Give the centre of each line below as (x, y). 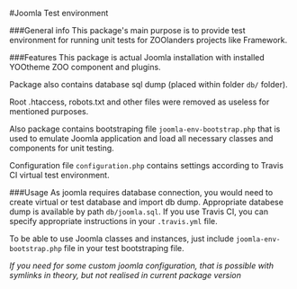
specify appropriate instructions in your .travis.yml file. (113, 221)
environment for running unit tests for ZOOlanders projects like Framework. (148, 40)
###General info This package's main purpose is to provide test (127, 30)
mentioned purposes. (49, 111)
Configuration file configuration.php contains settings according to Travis (146, 165)
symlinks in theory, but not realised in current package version (125, 275)
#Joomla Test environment (59, 13)
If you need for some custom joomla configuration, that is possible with (142, 266)
